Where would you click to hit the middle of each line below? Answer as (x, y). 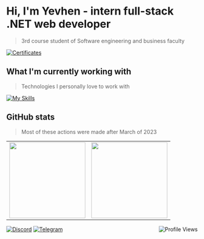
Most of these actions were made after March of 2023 (89, 132)
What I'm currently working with (69, 72)
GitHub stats (31, 117)
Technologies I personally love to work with (75, 86)
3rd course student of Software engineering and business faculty (103, 41)
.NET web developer (59, 24)
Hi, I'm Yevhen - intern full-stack (90, 11)
